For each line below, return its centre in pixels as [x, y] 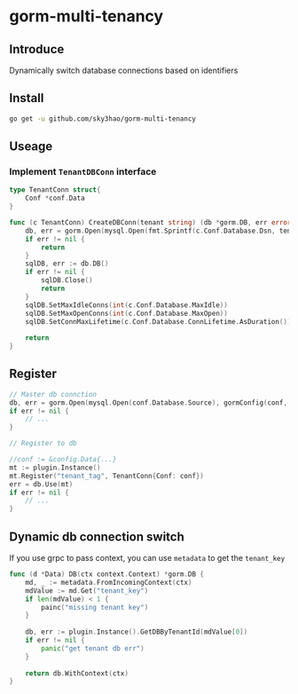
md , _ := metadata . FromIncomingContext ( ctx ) [109, 582]
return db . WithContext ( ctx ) [77, 673]
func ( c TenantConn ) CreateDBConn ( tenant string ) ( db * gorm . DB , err [138, 223]
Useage [31, 147]
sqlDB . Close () [67, 280]
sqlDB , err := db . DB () [67, 264]
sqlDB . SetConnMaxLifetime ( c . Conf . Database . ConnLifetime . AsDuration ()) [158, 321]
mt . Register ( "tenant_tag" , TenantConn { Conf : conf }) [106, 476]
